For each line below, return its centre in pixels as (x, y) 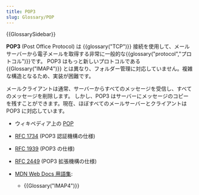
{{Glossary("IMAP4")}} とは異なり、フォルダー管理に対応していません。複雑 (99, 68)
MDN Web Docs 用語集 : (44, 174)
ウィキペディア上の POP (44, 123)
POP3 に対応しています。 (37, 111)
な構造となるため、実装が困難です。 (50, 76)
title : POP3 (21, 12)
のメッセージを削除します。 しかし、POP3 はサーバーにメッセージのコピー (97, 96)
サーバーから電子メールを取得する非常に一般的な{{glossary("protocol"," (94, 53)
